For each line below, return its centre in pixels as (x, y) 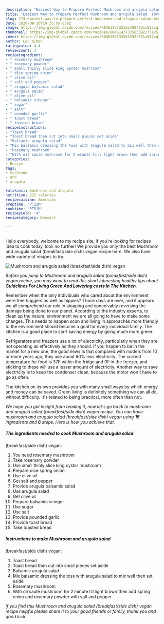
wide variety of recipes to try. (35, 257)
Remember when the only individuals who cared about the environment (77, 295)
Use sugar (23, 507)
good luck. (16, 616)
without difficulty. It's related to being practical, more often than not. (74, 397)
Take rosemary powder (36, 460)
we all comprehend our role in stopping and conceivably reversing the (76, 306)
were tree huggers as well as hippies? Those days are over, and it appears (80, 301)
